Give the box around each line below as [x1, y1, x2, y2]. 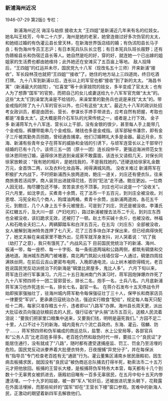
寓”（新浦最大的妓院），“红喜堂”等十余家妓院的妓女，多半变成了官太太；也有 [5, 84, 162, 90]
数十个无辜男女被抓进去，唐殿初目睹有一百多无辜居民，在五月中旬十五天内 [5, 371, 158, 377]
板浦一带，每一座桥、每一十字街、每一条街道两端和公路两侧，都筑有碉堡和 [5, 246, 158, 252]
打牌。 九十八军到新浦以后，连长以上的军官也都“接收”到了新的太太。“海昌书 [5, 78, 161, 84]
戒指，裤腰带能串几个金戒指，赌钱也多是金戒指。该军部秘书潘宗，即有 [13, 128, 158, 134]
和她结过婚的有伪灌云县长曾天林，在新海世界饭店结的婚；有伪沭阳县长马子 [5, 40, 158, 46]
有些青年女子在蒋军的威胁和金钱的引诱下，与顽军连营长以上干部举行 [22, 140, 163, 146]
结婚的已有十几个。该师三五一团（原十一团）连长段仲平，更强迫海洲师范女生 [5, 146, 163, 152]
